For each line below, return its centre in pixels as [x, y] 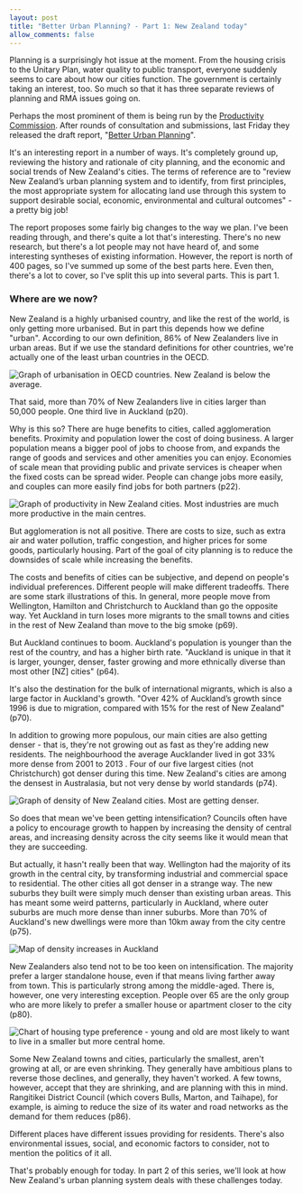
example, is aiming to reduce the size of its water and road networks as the [149, 1106]
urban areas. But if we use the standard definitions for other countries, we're [151, 347]
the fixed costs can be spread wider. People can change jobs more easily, [147, 477]
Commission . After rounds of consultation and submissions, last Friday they [150, 125]
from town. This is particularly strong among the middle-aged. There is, [142, 986]
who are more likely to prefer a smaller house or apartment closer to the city [151, 1004]
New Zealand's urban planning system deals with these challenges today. [146, 1180]
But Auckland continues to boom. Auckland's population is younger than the [151, 643]
